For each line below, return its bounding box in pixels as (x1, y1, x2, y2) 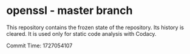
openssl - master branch (6, 4, 133, 18)
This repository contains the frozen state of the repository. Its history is (6, 24, 184, 31)
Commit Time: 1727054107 (6, 42, 73, 49)
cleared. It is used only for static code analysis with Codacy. (6, 30, 157, 37)
